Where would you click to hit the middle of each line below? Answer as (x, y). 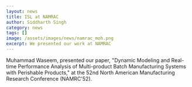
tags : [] (17, 33)
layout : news (22, 11)
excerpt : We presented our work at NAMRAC (59, 44)
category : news (25, 28)
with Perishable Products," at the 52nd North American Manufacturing (91, 72)
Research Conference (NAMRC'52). (49, 78)
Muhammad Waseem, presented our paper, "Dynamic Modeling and (88, 60)
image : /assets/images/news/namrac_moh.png (60, 38)
